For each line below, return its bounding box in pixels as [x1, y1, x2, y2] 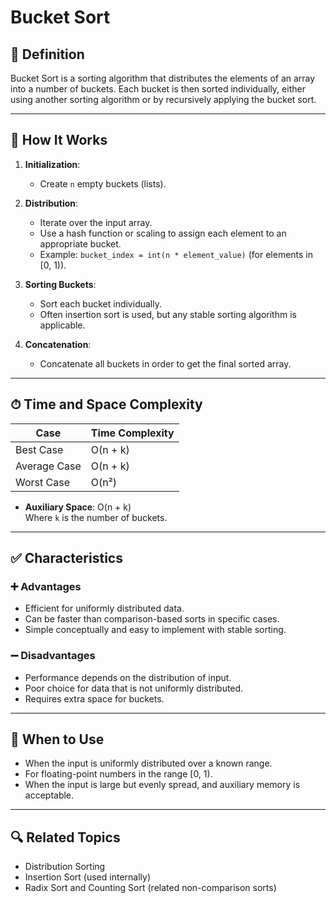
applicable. [39, 319, 86, 331]
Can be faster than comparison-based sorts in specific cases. [24, 613, 280, 625]
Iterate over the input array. [39, 216, 153, 228]
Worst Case [15, 475, 70, 489]
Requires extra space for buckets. [24, 692, 165, 705]
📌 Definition [10, 46, 85, 63]
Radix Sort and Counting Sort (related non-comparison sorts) [24, 882, 277, 894]
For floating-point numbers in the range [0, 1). [24, 768, 213, 780]
